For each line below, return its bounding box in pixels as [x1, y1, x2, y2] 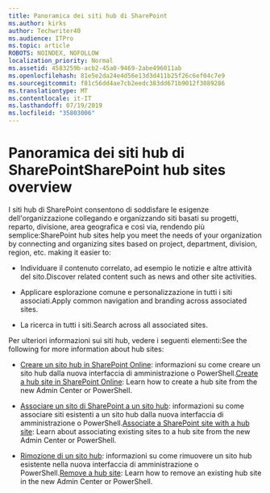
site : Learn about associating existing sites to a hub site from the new [19, 426, 251, 436]
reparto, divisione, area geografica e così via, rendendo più [8, 222, 206, 231]
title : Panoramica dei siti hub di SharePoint [8, 11, 168, 20]
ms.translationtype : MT [8, 86, 89, 95]
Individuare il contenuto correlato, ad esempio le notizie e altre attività [19, 263, 252, 272]
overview [8, 178, 73, 197]
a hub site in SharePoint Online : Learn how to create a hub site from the [19, 376, 258, 387]
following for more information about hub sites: [8, 344, 164, 354]
